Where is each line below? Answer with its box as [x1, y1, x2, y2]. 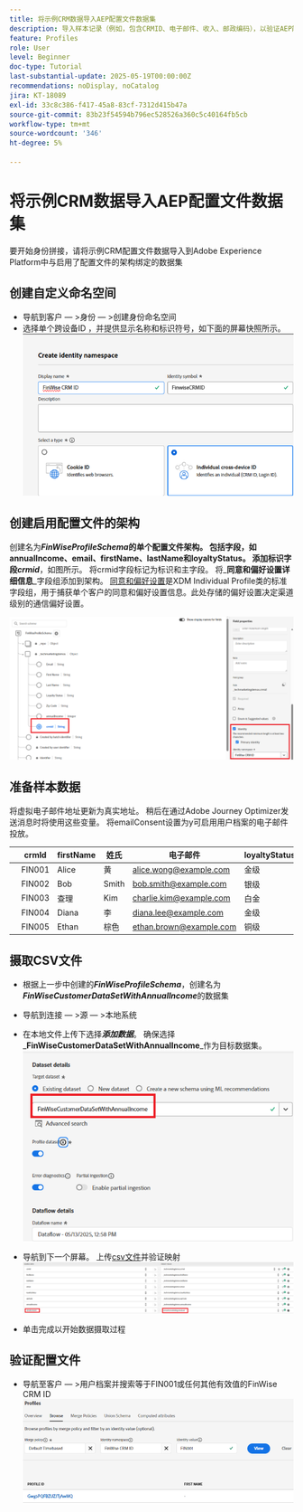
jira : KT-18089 [9, 90, 67, 99]
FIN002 [21, 878, 50, 890]
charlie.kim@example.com [132, 893, 231, 903]
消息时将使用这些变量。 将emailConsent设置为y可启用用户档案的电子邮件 [16, 817, 289, 827]
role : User [9, 43, 50, 52]
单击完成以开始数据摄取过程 [22, 1324, 126, 1334]
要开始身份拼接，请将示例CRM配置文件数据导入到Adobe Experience [9, 245, 262, 256]
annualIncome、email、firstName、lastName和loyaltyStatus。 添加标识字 [9, 553, 292, 563]
